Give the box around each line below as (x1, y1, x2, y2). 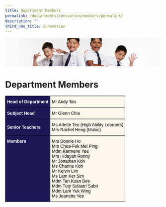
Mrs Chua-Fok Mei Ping (52, 143, 98, 149)
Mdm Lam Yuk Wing (52, 188, 91, 194)
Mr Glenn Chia (52, 110, 81, 116)
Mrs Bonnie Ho (52, 138, 81, 144)
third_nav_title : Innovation (5, 24, 66, 29)
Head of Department (7, 99, 49, 104)
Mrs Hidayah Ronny (52, 153, 90, 159)
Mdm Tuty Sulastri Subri (52, 183, 98, 189)
